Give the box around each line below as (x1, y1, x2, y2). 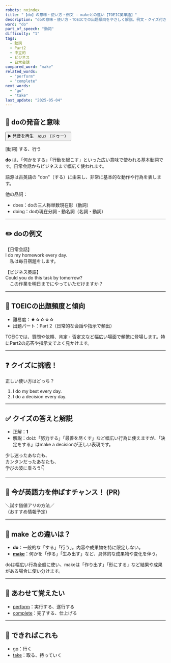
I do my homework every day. (5, 252, 68, 258)
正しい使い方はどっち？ (5, 378, 54, 384)
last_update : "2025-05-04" (5, 97, 63, 103)
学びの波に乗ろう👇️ (5, 465, 45, 471)
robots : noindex (5, 7, 40, 13)
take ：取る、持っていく (12, 652, 62, 658)
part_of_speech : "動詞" (5, 27, 54, 32)
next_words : (5, 83, 31, 88)
